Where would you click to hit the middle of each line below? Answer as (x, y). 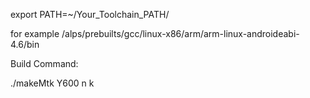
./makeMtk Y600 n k (52, 83)
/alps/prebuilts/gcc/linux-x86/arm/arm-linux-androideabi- (180, 33)
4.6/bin (25, 44)
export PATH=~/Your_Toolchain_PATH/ (90, 14)
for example (35, 33)
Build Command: (44, 63)
